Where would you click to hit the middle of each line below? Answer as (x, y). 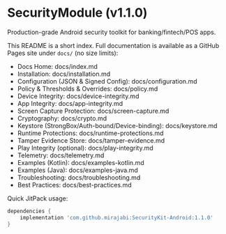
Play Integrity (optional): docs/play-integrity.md (85, 148)
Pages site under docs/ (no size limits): (63, 53)
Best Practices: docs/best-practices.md (74, 185)
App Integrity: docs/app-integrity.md (70, 103)
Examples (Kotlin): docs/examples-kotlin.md (81, 162)
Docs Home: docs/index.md (57, 66)
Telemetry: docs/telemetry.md (61, 155)
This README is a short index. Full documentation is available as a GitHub (113, 45)
